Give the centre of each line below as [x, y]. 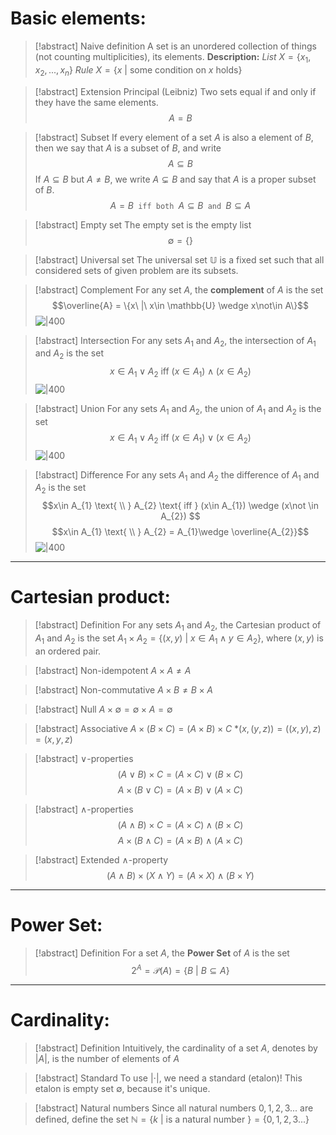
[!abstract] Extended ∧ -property [101, 859]
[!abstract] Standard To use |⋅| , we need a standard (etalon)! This [168, 1078]
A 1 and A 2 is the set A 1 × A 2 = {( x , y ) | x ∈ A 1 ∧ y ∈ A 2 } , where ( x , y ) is [179, 639]
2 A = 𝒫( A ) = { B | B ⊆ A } [180, 969]
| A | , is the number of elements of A [107, 1059]
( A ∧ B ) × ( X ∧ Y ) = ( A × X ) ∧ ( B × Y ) [180, 875]
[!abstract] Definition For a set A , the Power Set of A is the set [162, 953]
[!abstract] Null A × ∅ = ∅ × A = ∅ [103, 709]
